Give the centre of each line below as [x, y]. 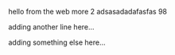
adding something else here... [57, 42]
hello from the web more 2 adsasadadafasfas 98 [87, 12]
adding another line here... [51, 27]
